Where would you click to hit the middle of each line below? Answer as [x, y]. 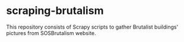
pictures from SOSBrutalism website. [51, 33]
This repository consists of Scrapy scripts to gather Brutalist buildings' [92, 27]
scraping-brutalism [55, 11]
